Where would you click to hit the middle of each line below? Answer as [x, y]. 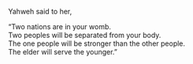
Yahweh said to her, [40, 11]
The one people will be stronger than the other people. [97, 43]
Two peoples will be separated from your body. [85, 35]
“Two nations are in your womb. [60, 26]
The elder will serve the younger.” [63, 52]
